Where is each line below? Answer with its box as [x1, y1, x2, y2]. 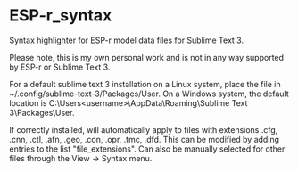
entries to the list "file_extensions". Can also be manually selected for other [9, 143, 286, 154]
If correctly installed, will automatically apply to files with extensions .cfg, [9, 124, 278, 135]
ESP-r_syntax [9, 5, 112, 26]
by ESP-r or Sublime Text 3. [9, 61, 111, 72]
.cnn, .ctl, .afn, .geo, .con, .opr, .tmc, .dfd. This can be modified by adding [9, 134, 279, 144]
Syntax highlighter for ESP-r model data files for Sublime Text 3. [9, 35, 244, 45]
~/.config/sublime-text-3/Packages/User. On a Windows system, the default [9, 88, 290, 99]
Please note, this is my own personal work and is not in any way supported [9, 52, 284, 62]
